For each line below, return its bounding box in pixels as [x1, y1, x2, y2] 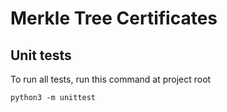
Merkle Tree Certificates [10, 7, 218, 30]
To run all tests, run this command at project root [10, 73, 212, 85]
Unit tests [10, 47, 72, 64]
